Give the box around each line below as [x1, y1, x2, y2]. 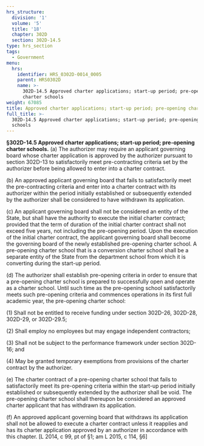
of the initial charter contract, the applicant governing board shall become [6, 234, 191, 241]
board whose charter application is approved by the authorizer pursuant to [6, 152, 193, 159]
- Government [12, 54, 45, 60]
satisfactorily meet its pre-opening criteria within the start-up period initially [6, 382, 195, 390]
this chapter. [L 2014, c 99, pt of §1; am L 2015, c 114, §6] [6, 433, 148, 441]
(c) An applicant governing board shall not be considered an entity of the [6, 208, 188, 215]
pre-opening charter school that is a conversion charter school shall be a [6, 247, 189, 254]
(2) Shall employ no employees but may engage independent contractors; [6, 327, 191, 335]
